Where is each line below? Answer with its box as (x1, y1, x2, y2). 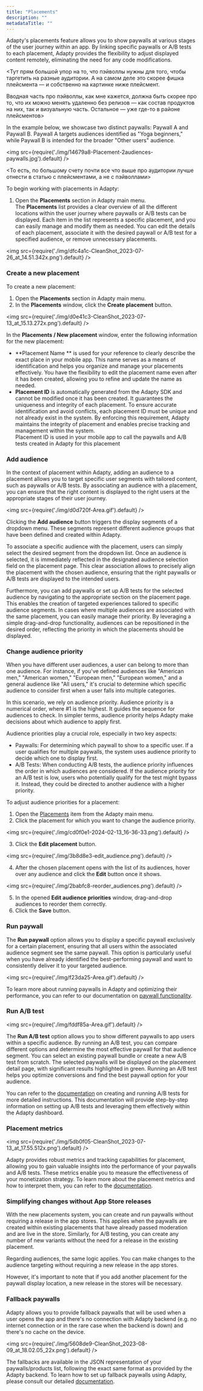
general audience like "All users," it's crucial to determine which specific (6, 680, 187, 688)
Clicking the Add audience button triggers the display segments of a (6, 518, 178, 525)
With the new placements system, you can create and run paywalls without (6, 1211, 194, 1218)
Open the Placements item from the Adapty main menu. (15, 810, 155, 818)
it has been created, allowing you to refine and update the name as (15, 375, 182, 382)
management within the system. (15, 427, 95, 434)
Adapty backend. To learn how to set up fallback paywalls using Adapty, (6, 1371, 187, 1378)
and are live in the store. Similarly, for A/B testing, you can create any (6, 1230, 179, 1238)
